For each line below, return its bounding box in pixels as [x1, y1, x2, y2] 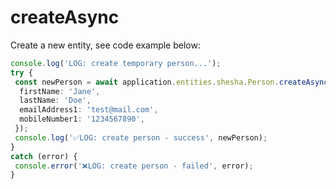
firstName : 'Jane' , [19, 86, 101, 96]
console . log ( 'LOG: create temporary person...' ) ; [10, 58, 222, 68]
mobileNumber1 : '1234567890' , [19, 114, 145, 125]
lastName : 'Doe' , [19, 96, 92, 106]
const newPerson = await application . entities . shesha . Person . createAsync [14, 77, 329, 87]
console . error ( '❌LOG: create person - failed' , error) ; [14, 161, 254, 171]
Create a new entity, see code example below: [10, 39, 201, 51]
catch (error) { [10, 151, 78, 161]
